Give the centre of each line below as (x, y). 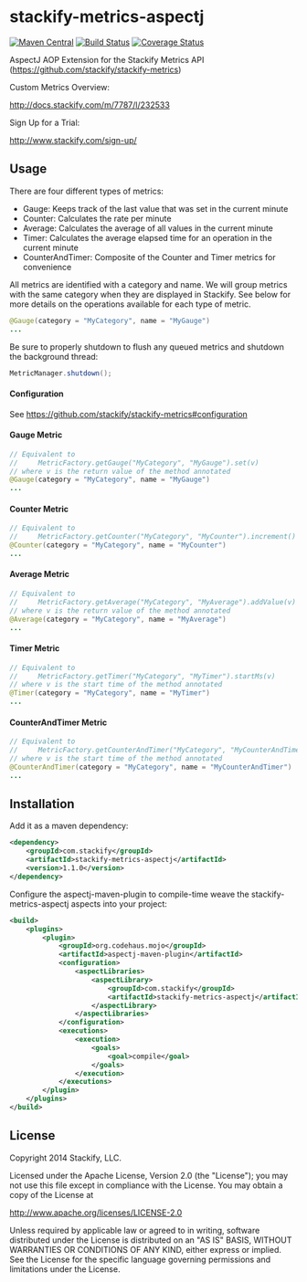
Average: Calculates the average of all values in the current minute (148, 228)
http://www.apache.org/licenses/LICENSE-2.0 (96, 1213)
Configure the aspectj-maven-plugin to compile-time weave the (129, 894)
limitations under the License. (65, 1269)
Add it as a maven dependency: (69, 826)
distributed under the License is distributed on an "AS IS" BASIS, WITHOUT (151, 1240)
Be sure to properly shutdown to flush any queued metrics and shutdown (147, 347)
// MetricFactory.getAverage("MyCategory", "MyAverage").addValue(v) (153, 602)
